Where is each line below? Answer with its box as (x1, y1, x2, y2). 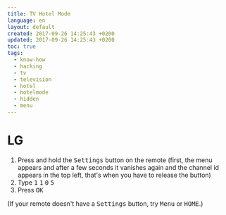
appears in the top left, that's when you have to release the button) (17, 171, 211, 179)
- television (13, 75, 52, 83)
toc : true (7, 43, 37, 50)
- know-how (13, 56, 46, 63)
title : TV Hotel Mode (7, 10, 71, 18)
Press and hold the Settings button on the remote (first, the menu (17, 156, 213, 164)
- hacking (13, 63, 42, 70)
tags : (7, 50, 23, 57)
